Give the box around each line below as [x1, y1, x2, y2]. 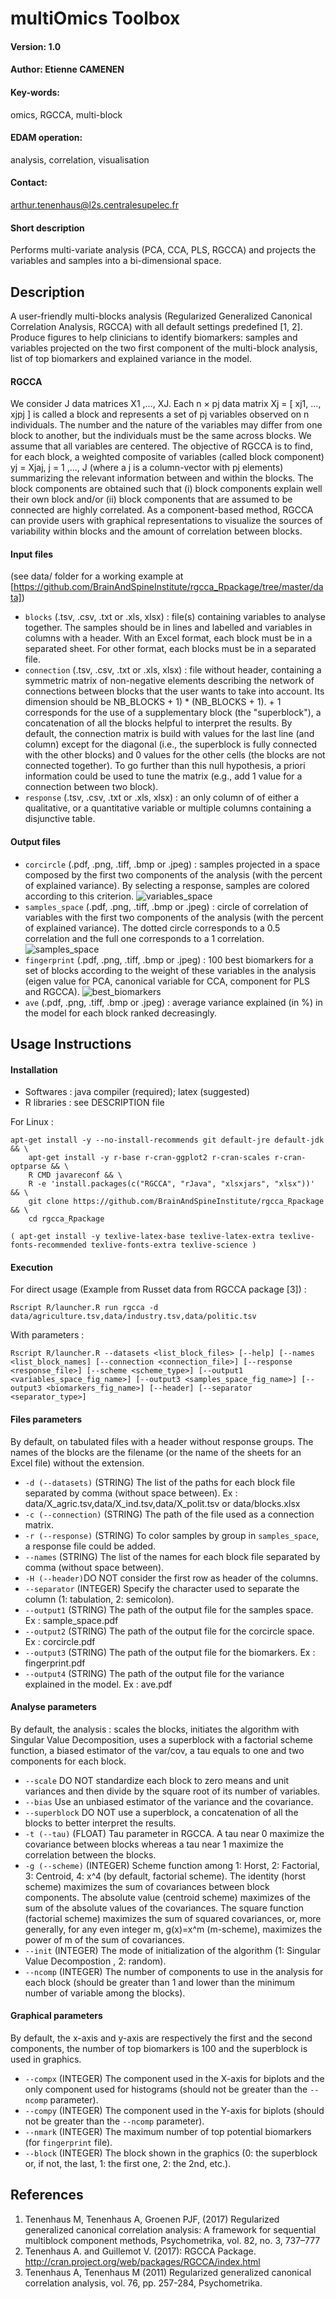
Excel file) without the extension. [10, 1457, 145, 1469]
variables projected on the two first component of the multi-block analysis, [10, 342, 318, 354]
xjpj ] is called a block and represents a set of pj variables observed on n [10, 408, 310, 421]
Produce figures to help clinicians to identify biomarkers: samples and [10, 332, 298, 343]
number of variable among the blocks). [24, 1987, 186, 1999]
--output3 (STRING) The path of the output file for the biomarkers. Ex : [24, 1646, 316, 1658]
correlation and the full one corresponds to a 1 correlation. [24, 932, 265, 944]
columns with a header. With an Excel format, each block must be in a [24, 632, 313, 644]
